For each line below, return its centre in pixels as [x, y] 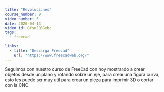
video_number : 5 [22, 19]
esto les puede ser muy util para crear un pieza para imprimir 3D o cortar [79, 80]
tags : [11, 32]
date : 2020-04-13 [23, 23]
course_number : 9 [23, 14]
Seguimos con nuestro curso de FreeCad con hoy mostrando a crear [75, 69]
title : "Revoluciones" [28, 10]
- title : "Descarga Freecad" [40, 50]
